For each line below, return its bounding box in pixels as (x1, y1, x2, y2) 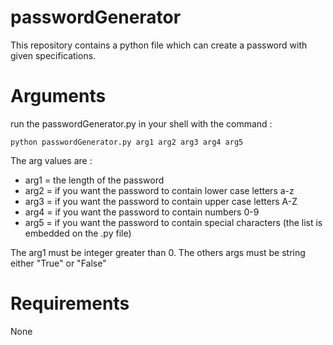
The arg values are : (10, 154, 93, 166)
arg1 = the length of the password (24, 174, 165, 186)
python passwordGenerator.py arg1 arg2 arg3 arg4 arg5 (10, 137, 244, 147)
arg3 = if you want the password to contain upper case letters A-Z (24, 195, 298, 207)
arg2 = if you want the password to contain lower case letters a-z (24, 184, 295, 196)
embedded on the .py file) (24, 227, 132, 239)
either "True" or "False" (10, 257, 107, 269)
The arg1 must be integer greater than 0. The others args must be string (10, 246, 306, 258)
